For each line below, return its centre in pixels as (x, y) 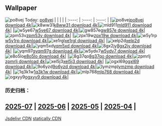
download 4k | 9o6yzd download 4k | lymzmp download (80, 66)
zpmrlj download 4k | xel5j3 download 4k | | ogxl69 (72, 61)
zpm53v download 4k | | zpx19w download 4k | (82, 35)
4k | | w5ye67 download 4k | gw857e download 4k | (75, 30)
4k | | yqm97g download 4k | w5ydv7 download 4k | (75, 51)
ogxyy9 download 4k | (47, 77)
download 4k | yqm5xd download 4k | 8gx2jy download (78, 45)
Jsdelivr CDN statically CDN (33, 118)
